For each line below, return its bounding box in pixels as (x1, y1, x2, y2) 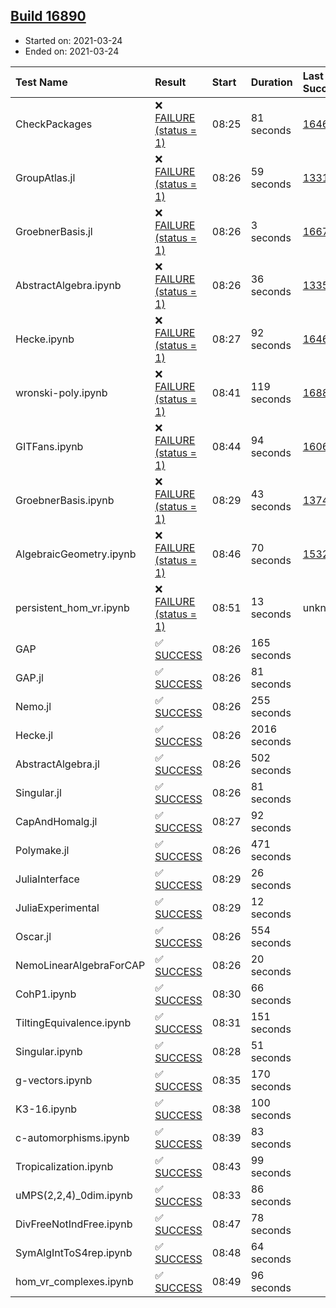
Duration (250, 75, 293, 89)
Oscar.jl (15, 929, 52, 943)
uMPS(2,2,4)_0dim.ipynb (15, 1188, 133, 1202)
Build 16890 (10, 8, 87, 25)
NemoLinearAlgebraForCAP (15, 958, 146, 972)
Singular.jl (15, 785, 62, 799)
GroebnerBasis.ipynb (15, 493, 115, 507)
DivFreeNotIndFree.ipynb (15, 1217, 133, 1231)
